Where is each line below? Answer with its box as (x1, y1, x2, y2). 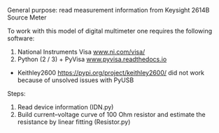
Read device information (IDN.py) (17, 103, 114, 111)
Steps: (7, 90, 26, 97)
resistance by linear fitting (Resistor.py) (17, 118, 131, 126)
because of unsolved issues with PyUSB (17, 76, 134, 84)
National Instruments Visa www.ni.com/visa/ (17, 48, 146, 56)
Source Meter (7, 13, 47, 22)
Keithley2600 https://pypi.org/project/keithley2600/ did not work (17, 69, 205, 77)
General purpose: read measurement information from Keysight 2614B (7, 6, 210, 14)
